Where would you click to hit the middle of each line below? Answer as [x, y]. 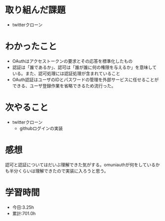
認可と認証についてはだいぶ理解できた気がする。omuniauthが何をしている [81, 165]
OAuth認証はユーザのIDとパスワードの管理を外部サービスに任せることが [85, 79]
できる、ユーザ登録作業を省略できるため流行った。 [64, 86]
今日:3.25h [23, 207]
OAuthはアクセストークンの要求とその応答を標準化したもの [72, 61]
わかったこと [31, 47]
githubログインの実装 [41, 128]
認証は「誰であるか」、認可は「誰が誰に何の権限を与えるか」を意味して [84, 67]
